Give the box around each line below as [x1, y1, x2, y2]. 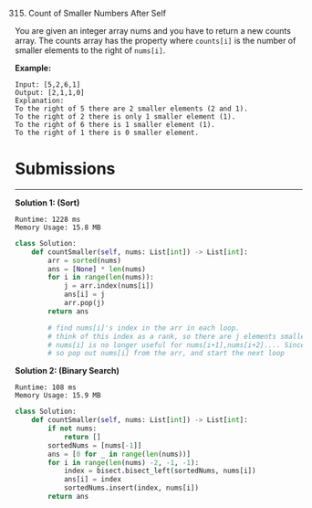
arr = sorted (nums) [47, 256, 122, 265]
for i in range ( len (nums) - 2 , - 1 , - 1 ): [47, 458, 200, 467]
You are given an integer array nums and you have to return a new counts [15, 26, 291, 36]
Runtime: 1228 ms [15, 215, 81, 224]
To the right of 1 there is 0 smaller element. [15, 128, 200, 137]
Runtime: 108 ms [15, 383, 77, 392]
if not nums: [47, 424, 98, 433]
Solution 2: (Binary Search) [15, 365, 120, 376]
